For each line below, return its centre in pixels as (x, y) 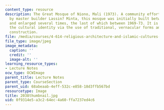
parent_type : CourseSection (34, 82)
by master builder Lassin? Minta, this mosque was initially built (80, 18)
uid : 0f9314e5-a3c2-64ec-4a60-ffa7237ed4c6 (50, 100)
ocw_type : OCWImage (25, 73)
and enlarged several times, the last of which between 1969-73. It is (84, 23)
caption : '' (22, 50)
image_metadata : (21, 46)
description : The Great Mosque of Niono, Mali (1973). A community (75, 14)
